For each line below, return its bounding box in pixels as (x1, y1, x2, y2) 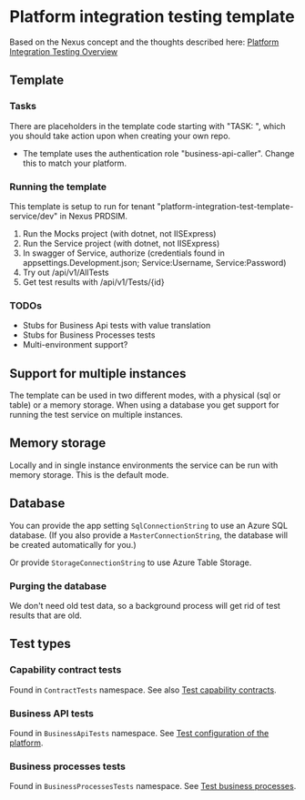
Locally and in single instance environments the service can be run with (9, 460, 279, 471)
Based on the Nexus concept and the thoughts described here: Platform (9, 36, 280, 47)
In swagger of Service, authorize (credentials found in (22, 248, 225, 258)
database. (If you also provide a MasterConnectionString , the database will (9, 530, 289, 541)
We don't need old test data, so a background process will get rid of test (9, 600, 280, 611)
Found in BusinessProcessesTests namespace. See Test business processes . (9, 781, 297, 792)
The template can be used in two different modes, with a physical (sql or (9, 390, 281, 401)
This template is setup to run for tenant (9, 200, 156, 211)
